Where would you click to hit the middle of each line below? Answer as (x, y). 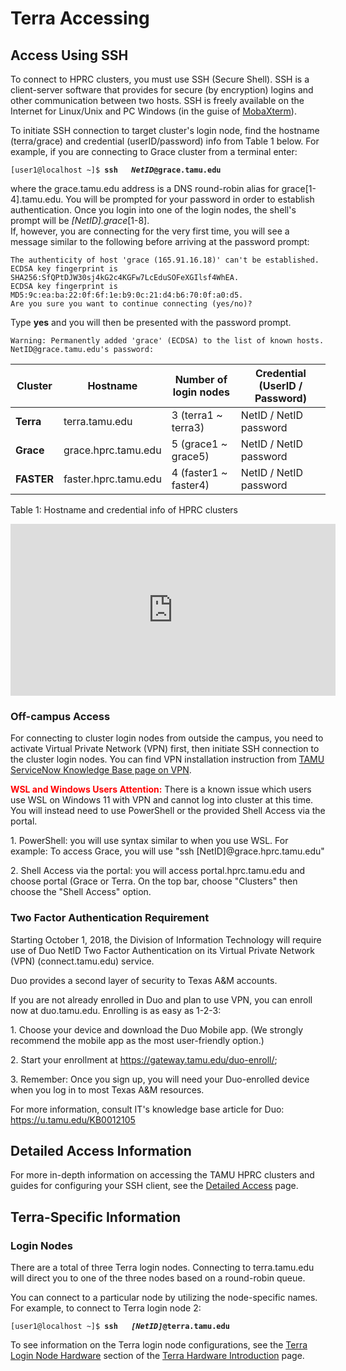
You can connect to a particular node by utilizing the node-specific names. (164, 1298)
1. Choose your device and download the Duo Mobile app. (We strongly (157, 1029)
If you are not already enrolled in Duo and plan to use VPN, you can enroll (161, 999)
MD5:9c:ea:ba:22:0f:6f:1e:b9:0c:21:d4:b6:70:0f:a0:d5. (127, 295)
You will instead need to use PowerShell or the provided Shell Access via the (168, 811)
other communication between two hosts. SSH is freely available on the (157, 100)
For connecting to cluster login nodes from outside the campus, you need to (167, 738)
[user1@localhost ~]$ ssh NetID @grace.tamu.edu (116, 170)
